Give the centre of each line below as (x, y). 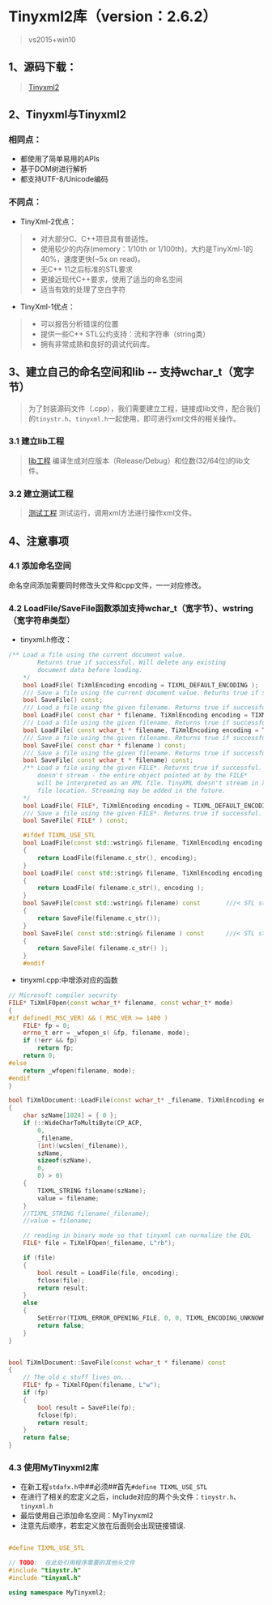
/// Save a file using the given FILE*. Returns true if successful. (143, 813)
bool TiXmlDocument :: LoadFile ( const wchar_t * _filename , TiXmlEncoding (132, 1100)
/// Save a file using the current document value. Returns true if (141, 693)
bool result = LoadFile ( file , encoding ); (108, 1273)
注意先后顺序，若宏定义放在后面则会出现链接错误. (103, 1526)
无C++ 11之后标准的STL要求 (87, 269)
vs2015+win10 (52, 39)
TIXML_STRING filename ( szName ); (92, 1191)
